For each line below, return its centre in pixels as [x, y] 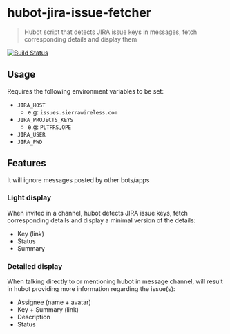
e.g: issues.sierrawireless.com [73, 112]
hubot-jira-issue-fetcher [79, 13]
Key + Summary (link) [48, 310]
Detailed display [35, 266]
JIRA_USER [31, 134]
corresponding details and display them [80, 39]
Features [27, 163]
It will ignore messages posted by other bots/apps [78, 180]
